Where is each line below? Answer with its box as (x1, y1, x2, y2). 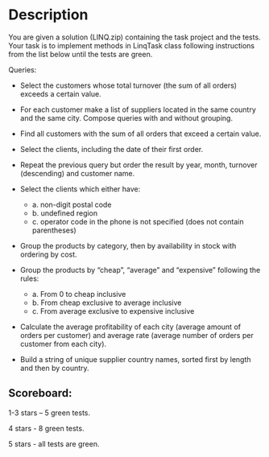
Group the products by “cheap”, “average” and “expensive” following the (19, 265, 261, 274)
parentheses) (31, 225, 77, 235)
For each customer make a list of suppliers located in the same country (19, 105, 256, 114)
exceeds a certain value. (19, 89, 102, 98)
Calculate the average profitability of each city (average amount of (19, 322, 242, 331)
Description (8, 6, 89, 24)
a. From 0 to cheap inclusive (31, 289, 126, 298)
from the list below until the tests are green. (8, 49, 153, 59)
